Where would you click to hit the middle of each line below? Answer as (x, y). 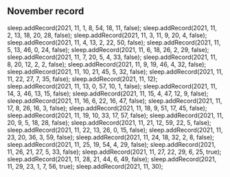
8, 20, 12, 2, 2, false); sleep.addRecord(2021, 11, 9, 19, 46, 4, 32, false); (107, 64)
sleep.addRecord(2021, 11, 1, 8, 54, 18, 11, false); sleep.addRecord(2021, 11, (112, 27)
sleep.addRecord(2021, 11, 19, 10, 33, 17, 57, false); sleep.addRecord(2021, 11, (115, 115)
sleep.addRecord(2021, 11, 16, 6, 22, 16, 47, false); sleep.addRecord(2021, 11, (115, 101)
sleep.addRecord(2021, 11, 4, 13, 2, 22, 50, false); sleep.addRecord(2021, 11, (114, 42)
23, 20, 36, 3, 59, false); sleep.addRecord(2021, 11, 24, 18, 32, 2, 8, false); (111, 137)
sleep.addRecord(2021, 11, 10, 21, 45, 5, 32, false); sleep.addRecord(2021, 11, (115, 71)
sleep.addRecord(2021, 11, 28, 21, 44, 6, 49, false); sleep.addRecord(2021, (112, 159)
